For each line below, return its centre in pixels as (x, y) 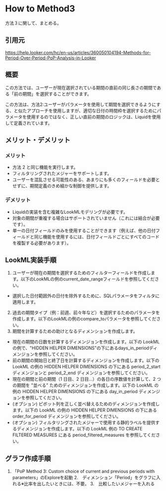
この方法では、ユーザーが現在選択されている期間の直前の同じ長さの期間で (81, 87)
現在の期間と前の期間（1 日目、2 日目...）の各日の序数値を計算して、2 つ (87, 379)
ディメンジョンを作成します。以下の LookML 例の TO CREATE (80, 429)
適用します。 (25, 302)
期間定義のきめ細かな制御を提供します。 (71, 186)
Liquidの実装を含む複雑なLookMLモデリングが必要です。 (70, 212)
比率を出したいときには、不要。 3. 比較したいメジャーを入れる (89, 484)
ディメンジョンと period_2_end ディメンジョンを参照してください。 (81, 373)
